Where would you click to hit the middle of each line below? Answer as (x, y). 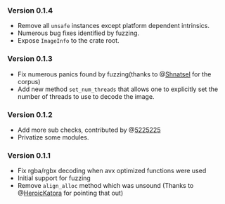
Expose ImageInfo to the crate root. (68, 41)
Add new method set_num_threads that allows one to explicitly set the (118, 89)
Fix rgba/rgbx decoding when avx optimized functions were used (112, 171)
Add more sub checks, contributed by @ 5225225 (89, 130)
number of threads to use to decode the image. (86, 96)
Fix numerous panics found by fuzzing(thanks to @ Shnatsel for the (114, 74)
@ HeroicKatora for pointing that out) (70, 193)
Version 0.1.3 (30, 59)
